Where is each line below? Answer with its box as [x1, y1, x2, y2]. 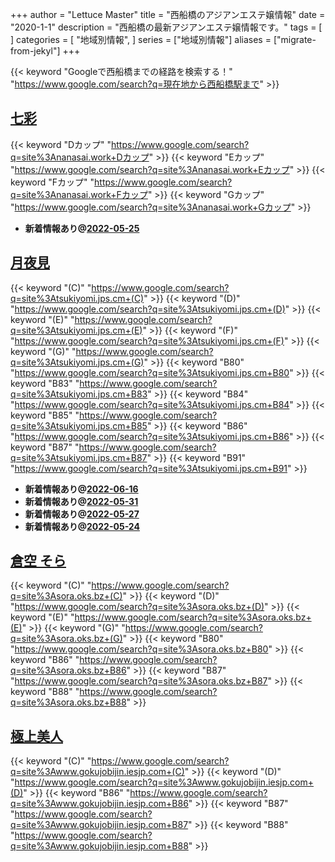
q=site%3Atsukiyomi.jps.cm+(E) [10, 324, 143, 336]
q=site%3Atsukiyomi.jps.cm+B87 [10, 451, 148, 463]
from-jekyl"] [10, 45, 61, 57]
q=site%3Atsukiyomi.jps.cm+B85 [10, 419, 148, 432]
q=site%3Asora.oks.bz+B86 [10, 664, 127, 677]
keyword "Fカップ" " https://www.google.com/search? [10, 176, 233, 188]
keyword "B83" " [10, 377, 80, 389]
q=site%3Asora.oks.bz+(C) [10, 590, 123, 602]
